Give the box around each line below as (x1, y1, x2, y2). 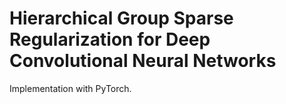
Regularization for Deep (9, 28, 211, 51)
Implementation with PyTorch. (9, 82, 132, 94)
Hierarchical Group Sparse (9, 7, 234, 30)
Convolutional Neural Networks (9, 50, 277, 72)
